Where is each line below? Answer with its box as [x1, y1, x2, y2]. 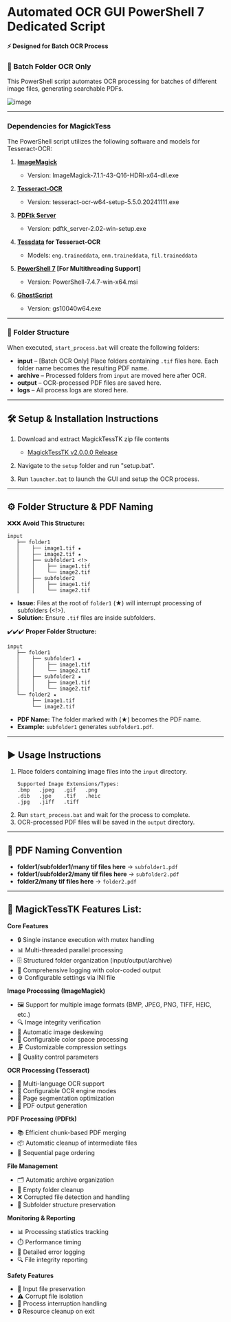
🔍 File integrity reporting [16, 1255, 88, 1264]
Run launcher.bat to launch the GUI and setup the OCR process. [16, 475, 199, 483]
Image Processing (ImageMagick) [7, 987, 106, 995]
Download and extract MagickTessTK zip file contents [16, 434, 170, 443]
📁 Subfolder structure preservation [16, 1200, 115, 1209]
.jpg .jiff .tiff [16, 798, 79, 806]
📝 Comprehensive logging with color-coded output [16, 966, 162, 974]
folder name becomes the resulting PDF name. [16, 363, 149, 372]
